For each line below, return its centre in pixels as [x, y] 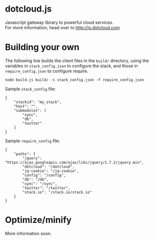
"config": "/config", [44, 175]
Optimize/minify [38, 220]
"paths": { [25, 154]
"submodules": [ [30, 110]
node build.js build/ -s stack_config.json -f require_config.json [75, 80]
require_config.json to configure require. [47, 71]
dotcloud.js [28, 9]
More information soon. [28, 233]
